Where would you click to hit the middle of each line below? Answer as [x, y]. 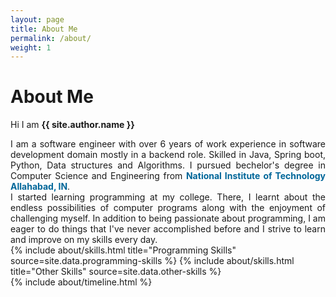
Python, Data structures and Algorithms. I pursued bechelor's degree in [168, 165]
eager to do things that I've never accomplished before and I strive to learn [168, 229]
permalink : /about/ [51, 38]
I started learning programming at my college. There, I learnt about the [168, 197]
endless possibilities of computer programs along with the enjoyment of [168, 208]
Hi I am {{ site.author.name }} [72, 125]
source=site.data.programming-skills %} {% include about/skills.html [152, 261]
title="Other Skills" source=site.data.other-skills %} [116, 272]
